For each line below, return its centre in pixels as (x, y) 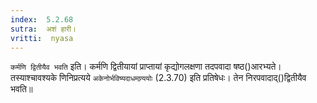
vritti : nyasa (42, 38)
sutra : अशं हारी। (43, 29)
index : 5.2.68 (42, 19)
